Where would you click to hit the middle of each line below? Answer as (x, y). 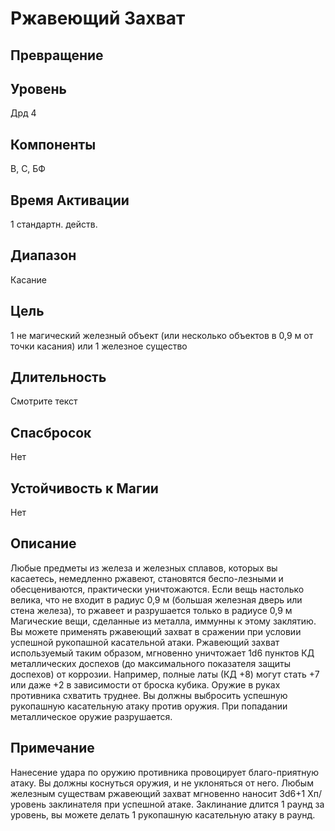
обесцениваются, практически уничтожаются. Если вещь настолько (157, 589)
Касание (28, 279)
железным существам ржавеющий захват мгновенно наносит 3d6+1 (158, 793)
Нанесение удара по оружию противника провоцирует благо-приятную (165, 772)
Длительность (58, 377)
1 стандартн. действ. (54, 224)
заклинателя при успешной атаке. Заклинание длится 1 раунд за (186, 804)
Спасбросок (51, 432)
